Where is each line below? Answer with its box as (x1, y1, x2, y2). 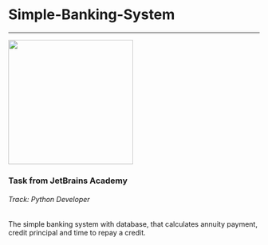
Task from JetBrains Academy (8, 175, 128, 186)
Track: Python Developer (8, 195, 90, 204)
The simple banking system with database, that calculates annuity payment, (8, 220, 258, 229)
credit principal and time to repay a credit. (8, 228, 146, 238)
